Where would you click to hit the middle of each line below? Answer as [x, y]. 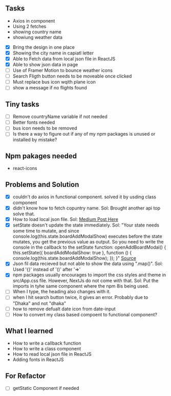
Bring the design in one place [44, 47]
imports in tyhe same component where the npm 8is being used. [81, 286]
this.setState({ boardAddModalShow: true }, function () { [72, 253]
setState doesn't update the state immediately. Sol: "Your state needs [86, 225]
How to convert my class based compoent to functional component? [85, 314]
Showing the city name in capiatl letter [53, 53]
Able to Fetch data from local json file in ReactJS [64, 59]
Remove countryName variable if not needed [60, 117]
